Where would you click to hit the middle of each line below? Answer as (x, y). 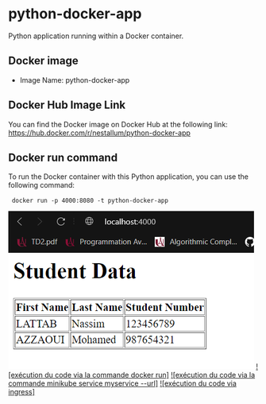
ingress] (22, 392)
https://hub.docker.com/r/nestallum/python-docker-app (99, 133)
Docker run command (63, 157)
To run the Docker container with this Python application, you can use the (128, 177)
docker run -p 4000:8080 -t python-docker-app (90, 201)
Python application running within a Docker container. (96, 36)
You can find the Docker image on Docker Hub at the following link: (118, 124)
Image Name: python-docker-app (75, 80)
